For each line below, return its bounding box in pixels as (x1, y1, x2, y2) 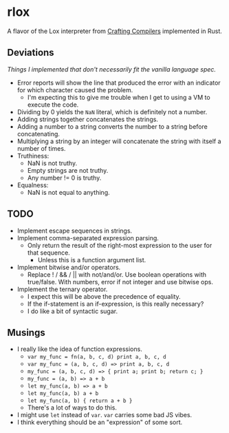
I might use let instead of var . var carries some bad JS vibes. (17, 411, 193, 419)
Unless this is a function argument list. (37, 255, 146, 264)
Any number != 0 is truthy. (27, 173, 102, 182)
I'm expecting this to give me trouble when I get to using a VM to (27, 93, 211, 101)
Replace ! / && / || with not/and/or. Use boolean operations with (27, 270, 207, 279)
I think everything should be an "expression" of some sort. (17, 418, 183, 427)
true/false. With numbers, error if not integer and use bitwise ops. (27, 277, 213, 286)
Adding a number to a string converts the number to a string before (17, 122, 208, 131)
